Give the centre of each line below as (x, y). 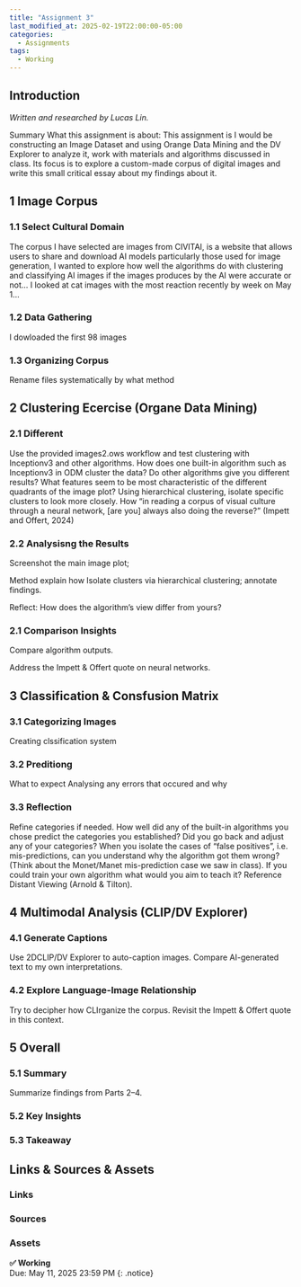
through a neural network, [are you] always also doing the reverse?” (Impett (150, 510)
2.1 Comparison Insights (63, 630)
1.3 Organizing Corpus (59, 360)
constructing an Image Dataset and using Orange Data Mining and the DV (145, 144)
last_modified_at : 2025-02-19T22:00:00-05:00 (96, 26)
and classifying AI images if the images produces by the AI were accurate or (150, 275)
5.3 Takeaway (40, 1141)
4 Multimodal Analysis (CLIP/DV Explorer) (129, 913)
